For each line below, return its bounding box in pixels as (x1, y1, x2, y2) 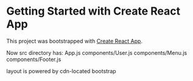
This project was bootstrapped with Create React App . (6, 37, 143, 44)
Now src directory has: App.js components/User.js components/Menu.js (6, 49, 188, 56)
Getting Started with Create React (6, 4, 181, 18)
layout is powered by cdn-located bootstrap (6, 67, 117, 74)
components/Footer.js (6, 55, 61, 63)
